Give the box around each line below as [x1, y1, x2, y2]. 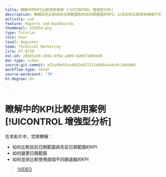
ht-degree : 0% [5, 76, 35, 81]
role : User [5, 35, 28, 40]
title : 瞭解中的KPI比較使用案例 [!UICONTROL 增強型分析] [5, 7, 114, 12]
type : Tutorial [5, 30, 37, 35]
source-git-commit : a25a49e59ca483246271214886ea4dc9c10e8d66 [5, 62, 136, 67]
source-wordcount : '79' [5, 72, 54, 77]
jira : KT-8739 [5, 49, 35, 54]
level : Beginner [5, 40, 39, 45]
